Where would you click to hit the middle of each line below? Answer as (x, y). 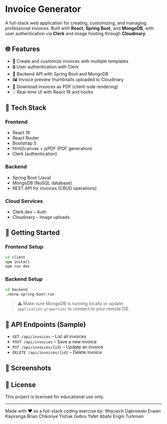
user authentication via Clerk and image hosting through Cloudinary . (76, 33)
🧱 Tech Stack (26, 108)
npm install (17, 262)
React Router (26, 138)
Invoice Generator (43, 9)
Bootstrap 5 (24, 143)
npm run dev (17, 266)
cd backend (16, 289)
